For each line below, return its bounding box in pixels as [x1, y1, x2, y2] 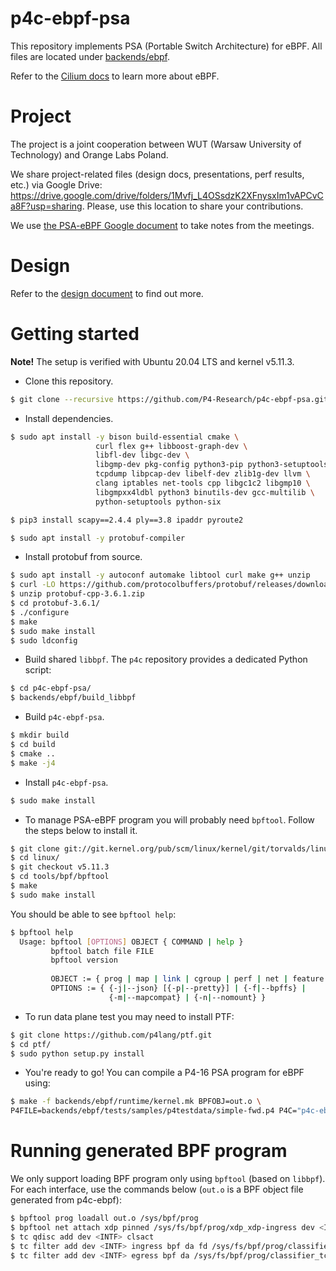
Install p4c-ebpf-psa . [24, 776, 109, 788]
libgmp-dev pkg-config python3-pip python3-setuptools [95, 460, 329, 470]
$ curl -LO [10, 580, 56, 590]
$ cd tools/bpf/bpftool [10, 872, 110, 882]
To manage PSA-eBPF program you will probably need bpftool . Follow [24, 813, 315, 826]
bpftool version [50, 955, 118, 966]
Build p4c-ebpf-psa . [24, 711, 105, 723]
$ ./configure [10, 607, 70, 617]
